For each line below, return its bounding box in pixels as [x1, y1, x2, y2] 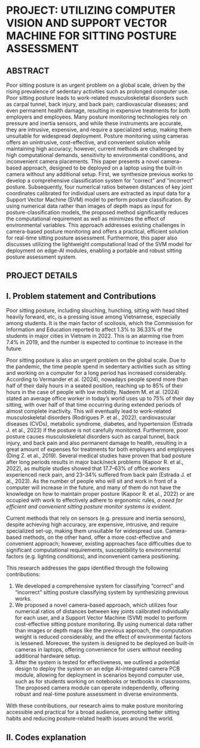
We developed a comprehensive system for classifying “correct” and [14, 582, 184, 590]
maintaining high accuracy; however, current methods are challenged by [6, 145, 184, 152]
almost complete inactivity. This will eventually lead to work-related [6, 408, 171, 415]
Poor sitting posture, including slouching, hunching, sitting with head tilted [6, 307, 189, 314]
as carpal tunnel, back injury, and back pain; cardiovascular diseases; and [6, 101, 189, 108]
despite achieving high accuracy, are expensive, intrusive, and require [6, 521, 179, 528]
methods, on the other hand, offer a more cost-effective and [23, 534, 171, 541]
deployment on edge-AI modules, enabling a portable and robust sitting [6, 247, 182, 254]
